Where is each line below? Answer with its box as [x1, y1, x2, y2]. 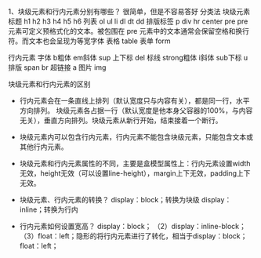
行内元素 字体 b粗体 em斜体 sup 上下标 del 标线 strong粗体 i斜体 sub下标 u [8, 53, 248, 62]
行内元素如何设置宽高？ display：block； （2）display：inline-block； [19, 222, 247, 231]
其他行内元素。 [19, 142, 68, 151]
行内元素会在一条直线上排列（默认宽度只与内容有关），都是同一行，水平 [19, 96, 250, 105]
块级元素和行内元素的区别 [8, 79, 91, 89]
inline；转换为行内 [19, 205, 78, 214]
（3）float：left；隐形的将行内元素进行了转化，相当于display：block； [19, 231, 248, 241]
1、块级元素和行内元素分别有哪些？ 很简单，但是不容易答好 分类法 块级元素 [8, 7, 251, 16]
